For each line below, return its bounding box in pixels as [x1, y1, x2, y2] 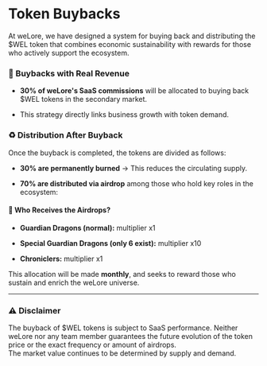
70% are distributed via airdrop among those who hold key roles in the [19, 178, 254, 188]
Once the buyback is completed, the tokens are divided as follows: [8, 148, 226, 158]
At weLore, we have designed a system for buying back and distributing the [8, 31, 256, 41]
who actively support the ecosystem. [8, 48, 130, 57]
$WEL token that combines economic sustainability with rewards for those [8, 39, 252, 49]
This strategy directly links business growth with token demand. [19, 110, 229, 119]
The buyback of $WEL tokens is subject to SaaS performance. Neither [8, 323, 238, 333]
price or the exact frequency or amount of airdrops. [8, 340, 177, 350]
